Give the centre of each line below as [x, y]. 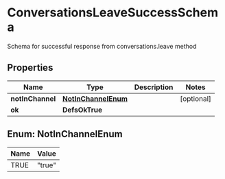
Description [154, 87]
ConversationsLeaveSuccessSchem [113, 13]
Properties [30, 68]
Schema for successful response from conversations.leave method [102, 46]
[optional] [195, 99]
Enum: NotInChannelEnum [65, 134]
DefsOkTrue [83, 110]
